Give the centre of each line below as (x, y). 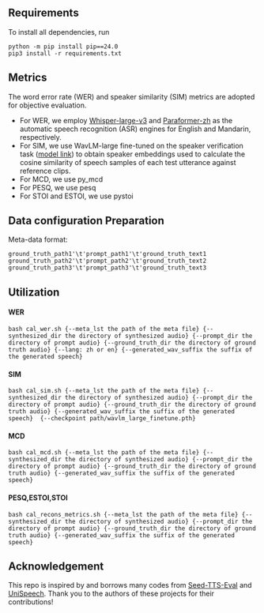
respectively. (40, 137)
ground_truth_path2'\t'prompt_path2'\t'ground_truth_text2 (107, 261)
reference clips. (45, 171)
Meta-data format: (38, 239)
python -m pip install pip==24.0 (63, 47)
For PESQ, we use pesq (58, 187)
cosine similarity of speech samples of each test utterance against (128, 162)
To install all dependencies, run (59, 32)
